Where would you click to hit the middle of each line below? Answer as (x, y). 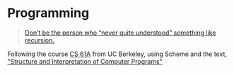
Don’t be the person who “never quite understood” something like (120, 33)
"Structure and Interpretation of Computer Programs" (85, 61)
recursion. (40, 40)
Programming (48, 13)
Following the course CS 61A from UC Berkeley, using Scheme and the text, (117, 54)
